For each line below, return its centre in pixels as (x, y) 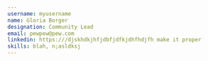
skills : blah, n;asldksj (44, 46)
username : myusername (39, 14)
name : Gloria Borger (38, 20)
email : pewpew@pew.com (41, 33)
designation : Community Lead (50, 27)
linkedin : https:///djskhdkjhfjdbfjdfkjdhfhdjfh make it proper (104, 40)
